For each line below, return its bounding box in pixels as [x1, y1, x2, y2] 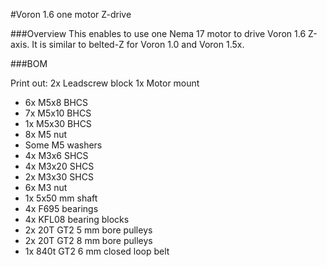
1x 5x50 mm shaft [24, 192, 98, 204]
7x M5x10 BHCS [24, 107, 92, 119]
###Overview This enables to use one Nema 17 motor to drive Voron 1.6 [10, 28, 307, 39]
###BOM [10, 58, 48, 69]
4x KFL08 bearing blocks [24, 214, 130, 225]
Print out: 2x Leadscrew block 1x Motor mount [10, 77, 200, 89]
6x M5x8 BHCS [24, 97, 89, 108]
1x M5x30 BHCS [24, 118, 92, 129]
